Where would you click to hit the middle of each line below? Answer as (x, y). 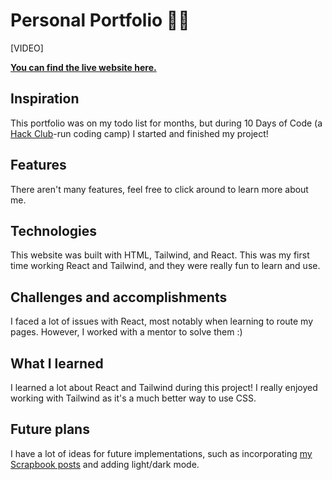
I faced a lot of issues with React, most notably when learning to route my (162, 321)
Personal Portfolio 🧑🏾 (100, 20)
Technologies (54, 230)
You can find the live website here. (83, 67)
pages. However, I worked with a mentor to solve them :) (126, 332)
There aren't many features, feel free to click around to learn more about (159, 189)
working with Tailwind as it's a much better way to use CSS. (133, 398)
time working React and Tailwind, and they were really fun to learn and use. (165, 266)
